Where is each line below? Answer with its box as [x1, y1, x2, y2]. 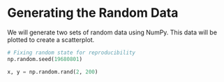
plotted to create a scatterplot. [7, 35, 95, 43]
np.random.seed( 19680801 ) [7, 55, 82, 62]
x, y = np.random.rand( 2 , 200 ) [7, 68, 98, 75]
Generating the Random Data [7, 5, 179, 21]
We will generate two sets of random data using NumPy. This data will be [7, 28, 218, 36]
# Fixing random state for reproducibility [7, 49, 136, 56]
